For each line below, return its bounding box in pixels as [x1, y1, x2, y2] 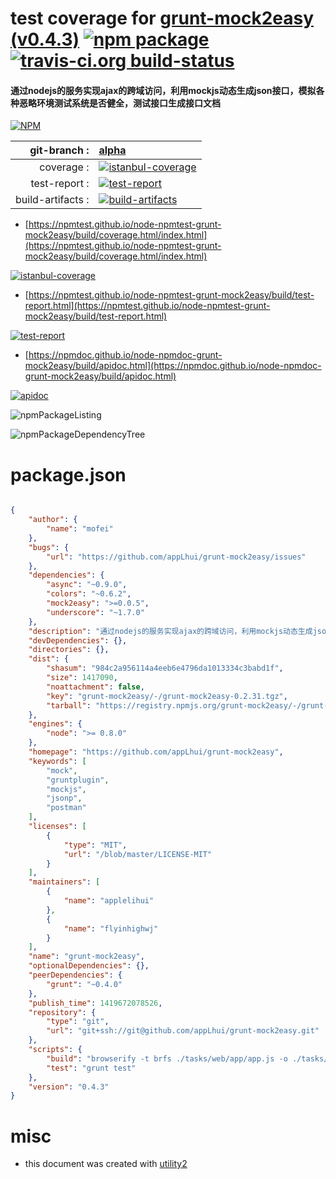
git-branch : [29, 143, 90, 157]
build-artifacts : [15, 193, 90, 207]
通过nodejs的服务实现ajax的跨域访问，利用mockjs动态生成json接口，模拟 [10, 84, 317, 96]
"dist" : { [28, 654, 70, 664]
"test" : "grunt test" [46, 1063, 137, 1073]
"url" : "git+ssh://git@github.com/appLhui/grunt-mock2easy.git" [46, 1026, 320, 1036]
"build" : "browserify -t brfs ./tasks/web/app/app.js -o [46, 1053, 288, 1064]
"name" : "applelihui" [63, 896, 155, 906]
